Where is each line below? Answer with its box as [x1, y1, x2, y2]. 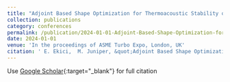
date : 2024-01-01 [7, 36, 57, 42]
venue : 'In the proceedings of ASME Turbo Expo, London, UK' [7, 42, 186, 49]
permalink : [7, 29, 38, 36]
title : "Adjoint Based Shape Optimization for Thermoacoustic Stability [7, 10, 219, 17]
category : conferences [7, 23, 72, 29]
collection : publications [7, 16, 81, 23]
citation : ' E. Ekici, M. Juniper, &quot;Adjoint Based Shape [7, 49, 192, 55]
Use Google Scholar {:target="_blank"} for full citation [7, 66, 157, 75]
